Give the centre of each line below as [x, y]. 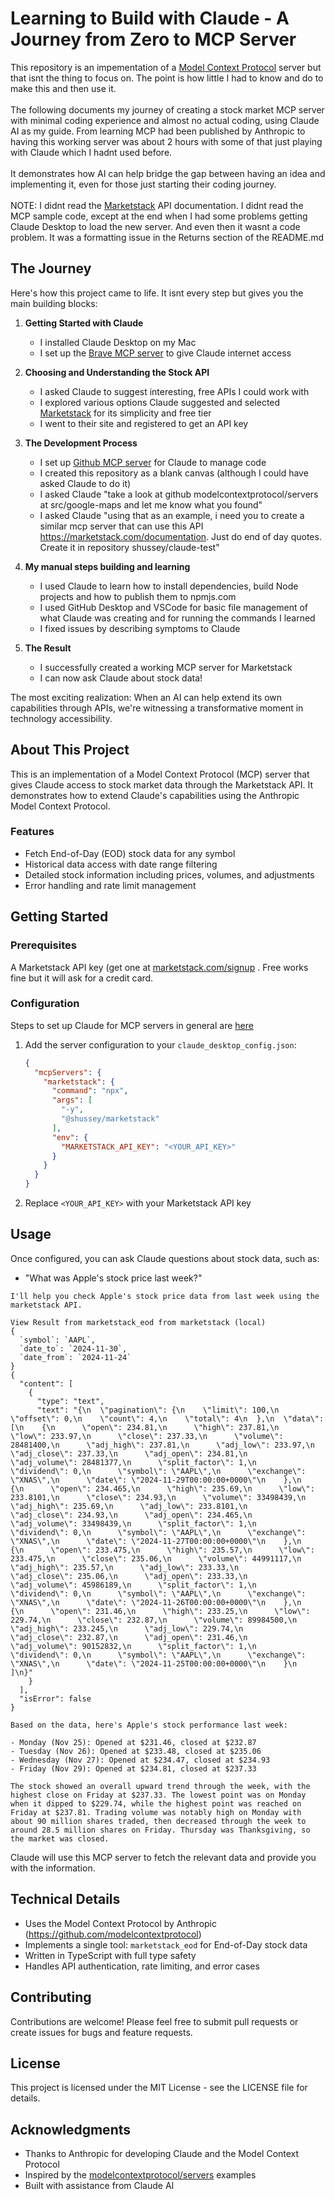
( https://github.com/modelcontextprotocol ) [113, 1934]
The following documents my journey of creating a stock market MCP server [167, 109]
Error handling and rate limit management [110, 885]
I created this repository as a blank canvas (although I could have [174, 473]
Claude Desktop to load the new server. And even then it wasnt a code [155, 226]
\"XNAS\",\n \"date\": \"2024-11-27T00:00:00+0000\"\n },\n [156, 1541]
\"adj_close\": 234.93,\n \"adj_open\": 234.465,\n [131, 1515]
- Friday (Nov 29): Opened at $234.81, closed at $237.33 [133, 1768]
